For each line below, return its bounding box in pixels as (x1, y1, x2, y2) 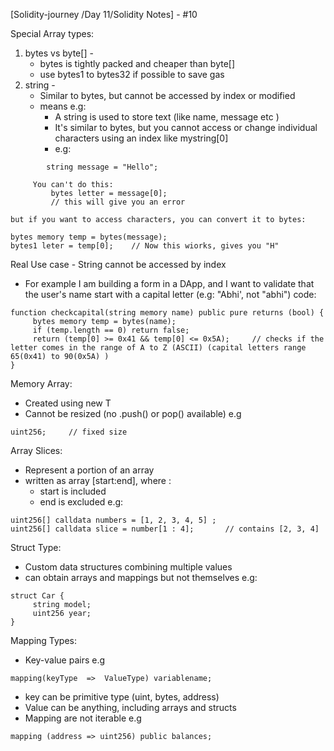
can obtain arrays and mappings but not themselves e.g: (24, 572, 258, 583)
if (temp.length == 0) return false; (32, 325, 190, 335)
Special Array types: (10, 28, 95, 39)
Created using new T (24, 397, 112, 409)
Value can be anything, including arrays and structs (24, 702, 237, 713)
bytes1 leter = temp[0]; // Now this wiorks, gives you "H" (10, 241, 280, 251)
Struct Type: (10, 542, 62, 553)
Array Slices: (10, 445, 63, 456)
